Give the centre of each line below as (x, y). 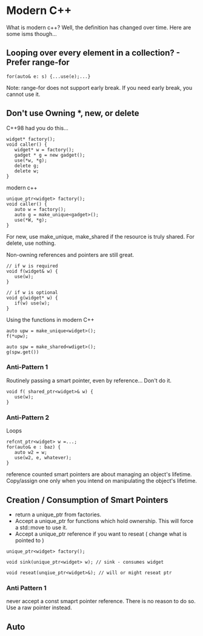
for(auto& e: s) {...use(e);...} (48, 77)
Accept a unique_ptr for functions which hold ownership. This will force (104, 521)
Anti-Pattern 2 (28, 417)
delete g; (27, 166)
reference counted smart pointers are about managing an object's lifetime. (99, 474)
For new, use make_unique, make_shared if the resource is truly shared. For (101, 236)
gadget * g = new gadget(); (50, 155)
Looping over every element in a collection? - (93, 53)
